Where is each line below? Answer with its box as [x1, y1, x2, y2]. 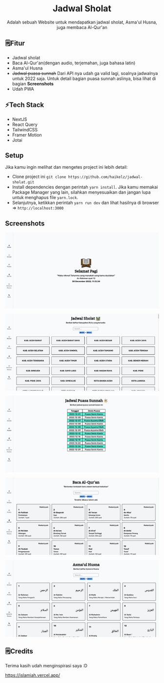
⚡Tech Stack [5, 101, 44, 109]
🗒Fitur [5, 39, 25, 48]
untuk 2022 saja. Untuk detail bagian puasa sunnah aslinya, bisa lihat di [12, 76, 156, 81]
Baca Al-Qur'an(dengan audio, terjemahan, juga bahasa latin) [12, 60, 136, 66]
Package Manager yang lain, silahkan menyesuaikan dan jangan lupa [12, 189, 151, 195]
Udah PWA [12, 86, 34, 92]
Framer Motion [12, 132, 42, 138]
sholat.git [12, 180, 35, 185]
